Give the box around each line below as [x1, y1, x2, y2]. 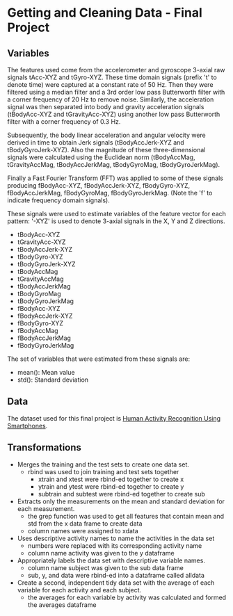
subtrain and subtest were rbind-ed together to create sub [38, 489, 205, 498]
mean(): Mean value [17, 368, 75, 376]
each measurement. [17, 504, 75, 512]
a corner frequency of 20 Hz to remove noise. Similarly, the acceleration [7, 95, 214, 104]
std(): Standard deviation [17, 375, 89, 384]
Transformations [7, 441, 82, 453]
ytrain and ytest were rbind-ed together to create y [38, 482, 184, 491]
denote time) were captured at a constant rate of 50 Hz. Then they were [7, 81, 214, 88]
